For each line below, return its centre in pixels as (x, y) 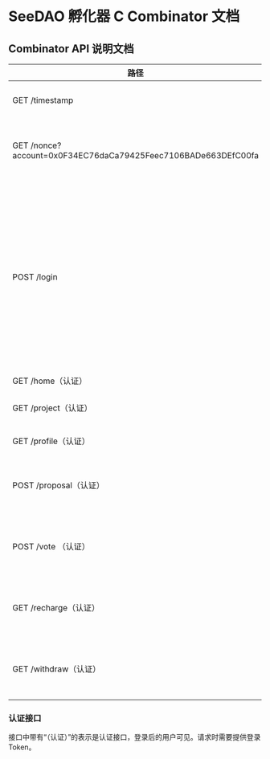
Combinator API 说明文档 (71, 49)
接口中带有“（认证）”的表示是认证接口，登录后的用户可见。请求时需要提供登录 (135, 737)
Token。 (22, 747)
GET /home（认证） (50, 381)
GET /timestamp (43, 100)
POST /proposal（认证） (58, 485)
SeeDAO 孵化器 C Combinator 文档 (124, 16)
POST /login (35, 277)
